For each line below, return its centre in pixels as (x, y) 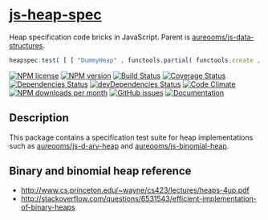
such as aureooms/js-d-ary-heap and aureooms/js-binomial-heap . (119, 145)
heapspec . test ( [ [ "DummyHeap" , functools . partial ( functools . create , (135, 60)
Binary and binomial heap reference (100, 171)
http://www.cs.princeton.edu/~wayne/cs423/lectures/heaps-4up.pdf (135, 190)
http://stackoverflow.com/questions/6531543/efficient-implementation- (139, 199)
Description (39, 118)
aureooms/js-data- (223, 37)
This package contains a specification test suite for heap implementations (131, 137)
